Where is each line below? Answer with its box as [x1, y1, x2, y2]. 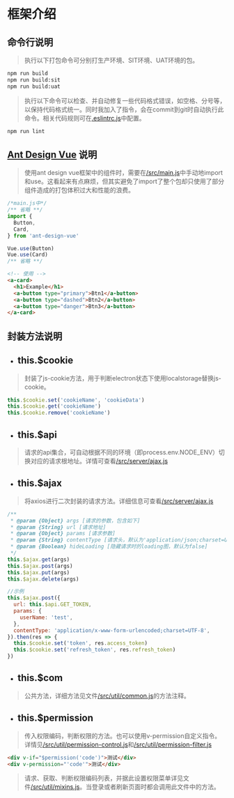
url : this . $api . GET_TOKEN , [13, 601, 92, 608]
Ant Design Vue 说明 [7, 148, 97, 160]
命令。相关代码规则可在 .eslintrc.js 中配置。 [24, 114, 146, 122]
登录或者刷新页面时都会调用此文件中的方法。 [91, 783, 221, 791]
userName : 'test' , [19, 614, 73, 621]
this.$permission [17, 712, 94, 724]
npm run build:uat [7, 83, 61, 90]
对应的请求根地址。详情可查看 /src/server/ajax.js [30, 456, 169, 465]
